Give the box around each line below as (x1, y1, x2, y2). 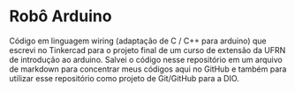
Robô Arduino (9, 6, 112, 27)
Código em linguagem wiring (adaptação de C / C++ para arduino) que (9, 35, 267, 46)
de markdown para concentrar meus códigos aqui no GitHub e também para (9, 64, 287, 74)
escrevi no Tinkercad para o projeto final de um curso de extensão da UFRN (9, 44, 286, 55)
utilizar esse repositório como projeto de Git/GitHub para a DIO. (9, 73, 240, 83)
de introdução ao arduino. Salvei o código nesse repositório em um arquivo (9, 54, 283, 65)
